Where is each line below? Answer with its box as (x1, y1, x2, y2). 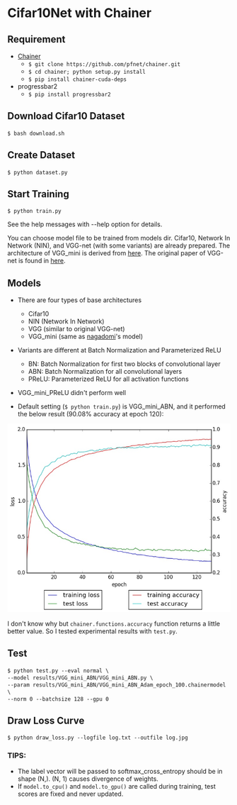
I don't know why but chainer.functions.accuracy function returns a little (7, 619, 221, 628)
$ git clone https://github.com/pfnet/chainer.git (28, 61, 181, 68)
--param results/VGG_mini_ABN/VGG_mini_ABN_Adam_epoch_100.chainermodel (7, 681, 226, 689)
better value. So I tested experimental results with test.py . (7, 626, 178, 635)
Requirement (7, 33, 66, 45)
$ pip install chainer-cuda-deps (28, 76, 127, 83)
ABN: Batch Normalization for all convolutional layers (28, 367, 183, 376)
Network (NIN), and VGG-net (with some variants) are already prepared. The (7, 241, 231, 250)
